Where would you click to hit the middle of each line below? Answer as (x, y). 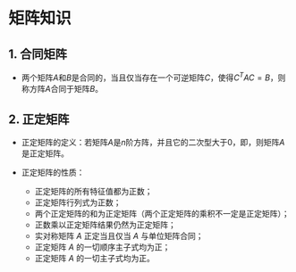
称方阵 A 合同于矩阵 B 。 (62, 88)
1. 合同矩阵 (38, 54)
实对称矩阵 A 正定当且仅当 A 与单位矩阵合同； (119, 236)
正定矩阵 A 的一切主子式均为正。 (95, 259)
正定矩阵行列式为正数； (78, 202)
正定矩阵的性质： (53, 173)
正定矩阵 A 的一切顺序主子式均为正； (102, 247)
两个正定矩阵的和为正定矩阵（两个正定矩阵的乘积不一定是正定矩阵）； (162, 214)
